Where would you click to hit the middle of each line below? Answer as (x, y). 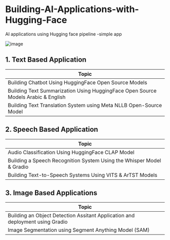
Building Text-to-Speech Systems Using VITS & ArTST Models (83, 175)
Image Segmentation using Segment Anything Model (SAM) (79, 230)
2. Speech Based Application (52, 130)
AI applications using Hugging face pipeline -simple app (64, 34)
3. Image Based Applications (51, 193)
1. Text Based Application (46, 60)
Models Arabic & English (37, 97)
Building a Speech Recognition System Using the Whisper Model (84, 160)
